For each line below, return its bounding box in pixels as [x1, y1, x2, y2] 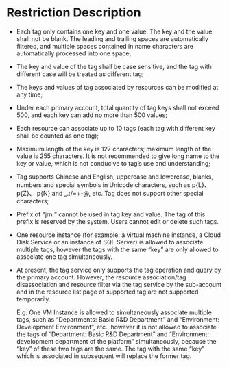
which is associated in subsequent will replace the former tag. [16, 351, 192, 360]
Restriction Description [6, 5, 141, 21]
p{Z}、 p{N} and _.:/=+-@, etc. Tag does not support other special [16, 189, 204, 197]
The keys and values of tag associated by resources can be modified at [16, 83, 219, 91]
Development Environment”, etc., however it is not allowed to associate [16, 322, 217, 331]
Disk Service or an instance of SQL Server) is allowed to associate [16, 238, 204, 246]
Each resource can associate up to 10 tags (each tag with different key [16, 124, 215, 132]
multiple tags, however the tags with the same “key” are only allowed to [16, 245, 219, 253]
